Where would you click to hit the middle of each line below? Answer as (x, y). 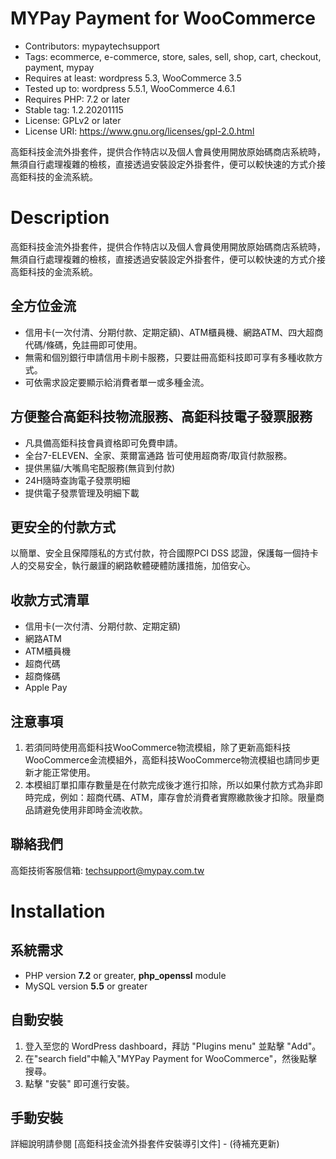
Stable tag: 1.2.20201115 (74, 109)
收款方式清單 (50, 600)
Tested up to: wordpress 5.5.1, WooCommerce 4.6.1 (130, 88)
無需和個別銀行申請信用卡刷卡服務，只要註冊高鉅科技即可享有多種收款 (169, 357)
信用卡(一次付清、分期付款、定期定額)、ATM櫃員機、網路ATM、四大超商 (174, 332)
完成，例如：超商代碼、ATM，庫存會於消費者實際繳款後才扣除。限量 (174, 797)
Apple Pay (46, 688)
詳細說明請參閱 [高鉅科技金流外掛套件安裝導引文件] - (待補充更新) (145, 1144)
